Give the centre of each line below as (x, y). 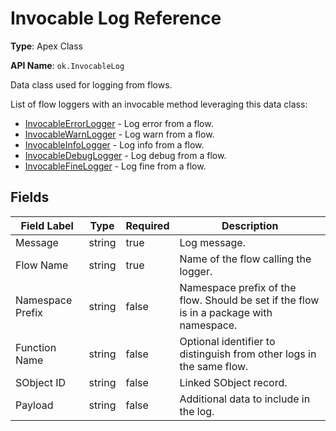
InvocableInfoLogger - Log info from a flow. (114, 144)
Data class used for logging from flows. (91, 84)
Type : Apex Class (46, 46)
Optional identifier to (227, 341)
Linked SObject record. (233, 382)
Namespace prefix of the (238, 287)
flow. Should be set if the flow (249, 300)
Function (36, 347)
